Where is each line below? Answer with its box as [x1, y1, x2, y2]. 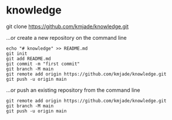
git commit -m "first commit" [6, 61, 80, 67]
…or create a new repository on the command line [6, 34, 127, 41]
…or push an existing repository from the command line [6, 86, 140, 94]
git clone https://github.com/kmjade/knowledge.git [6, 23, 129, 30]
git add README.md [6, 56, 51, 61]
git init [6, 50, 28, 56]
